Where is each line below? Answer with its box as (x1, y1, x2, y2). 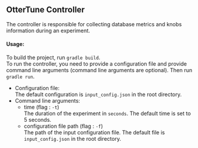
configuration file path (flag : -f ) (23, 122, 103, 130)
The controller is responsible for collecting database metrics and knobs (6, 20, 182, 27)
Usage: (6, 41, 25, 48)
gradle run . (6, 73, 35, 80)
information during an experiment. (6, 27, 90, 34)
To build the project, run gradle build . (6, 54, 100, 61)
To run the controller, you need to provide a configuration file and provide (6, 60, 187, 67)
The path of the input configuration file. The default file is (23, 129, 165, 136)
